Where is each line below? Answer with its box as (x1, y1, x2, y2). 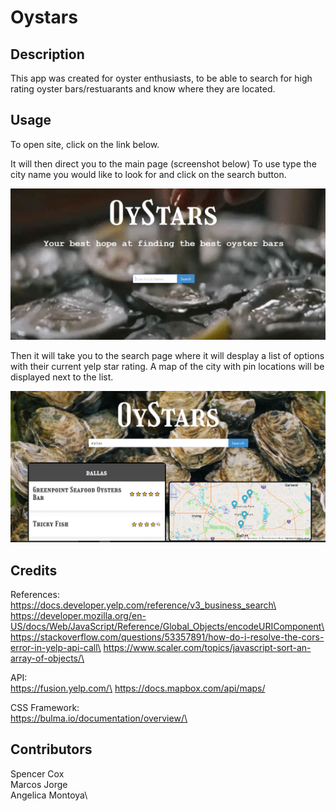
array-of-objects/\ (10, 652, 85, 664)
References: (10, 588, 60, 600)
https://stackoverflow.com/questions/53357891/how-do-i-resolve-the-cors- (10, 631, 325, 643)
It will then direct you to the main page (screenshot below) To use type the (10, 157, 317, 170)
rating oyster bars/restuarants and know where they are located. (10, 83, 276, 95)
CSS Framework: (10, 701, 80, 713)
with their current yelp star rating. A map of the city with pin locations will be (10, 361, 325, 373)
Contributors (10, 741, 93, 758)
